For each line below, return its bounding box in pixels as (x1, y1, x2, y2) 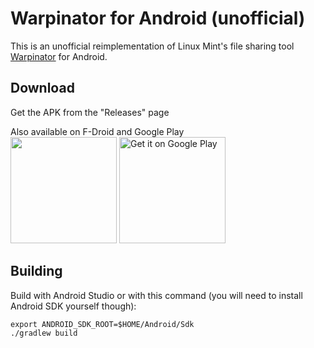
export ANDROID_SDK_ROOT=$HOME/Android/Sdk (10, 319, 195, 329)
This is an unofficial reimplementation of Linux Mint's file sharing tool (10, 40, 295, 52)
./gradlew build (10, 328, 78, 338)
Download (10, 80, 75, 97)
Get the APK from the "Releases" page (10, 106, 170, 118)
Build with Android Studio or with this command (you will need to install (10, 289, 303, 301)
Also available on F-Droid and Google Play (10, 125, 185, 137)
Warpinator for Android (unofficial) (10, 7, 306, 30)
